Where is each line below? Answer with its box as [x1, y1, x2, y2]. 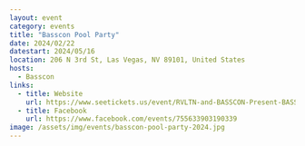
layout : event [9, 13, 64, 23]
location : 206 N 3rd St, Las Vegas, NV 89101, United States [9, 55, 246, 64]
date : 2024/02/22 [9, 38, 75, 48]
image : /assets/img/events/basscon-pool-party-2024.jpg [9, 123, 225, 132]
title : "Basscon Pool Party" [9, 30, 120, 39]
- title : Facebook [17, 106, 88, 115]
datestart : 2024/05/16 [9, 47, 95, 56]
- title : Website [17, 89, 84, 98]
